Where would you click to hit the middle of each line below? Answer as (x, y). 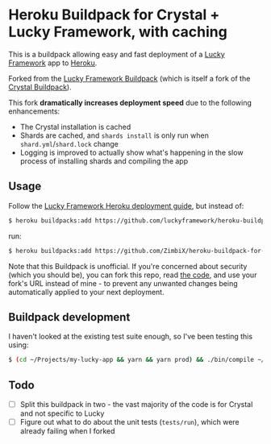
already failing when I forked (67, 431)
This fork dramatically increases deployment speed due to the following (130, 102)
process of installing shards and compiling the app (104, 161)
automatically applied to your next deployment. (86, 292)
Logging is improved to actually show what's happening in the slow (131, 152)
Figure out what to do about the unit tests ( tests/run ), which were (129, 422)
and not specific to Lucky (62, 413)
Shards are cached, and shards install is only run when (115, 135)
